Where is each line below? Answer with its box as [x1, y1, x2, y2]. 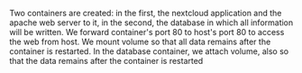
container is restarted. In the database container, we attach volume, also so [9, 46, 289, 57]
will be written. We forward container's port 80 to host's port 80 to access [9, 27, 285, 37]
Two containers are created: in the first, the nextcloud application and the [9, 8, 282, 18]
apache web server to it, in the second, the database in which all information [9, 17, 294, 28]
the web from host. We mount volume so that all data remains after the [9, 36, 271, 47]
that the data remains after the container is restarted [9, 56, 204, 66]
